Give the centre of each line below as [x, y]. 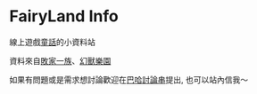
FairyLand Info [64, 16]
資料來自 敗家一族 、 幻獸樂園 [60, 60]
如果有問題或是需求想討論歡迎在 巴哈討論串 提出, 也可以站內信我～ [128, 79]
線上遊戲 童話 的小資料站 [52, 42]
